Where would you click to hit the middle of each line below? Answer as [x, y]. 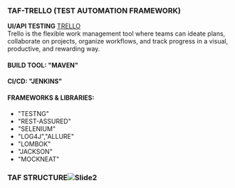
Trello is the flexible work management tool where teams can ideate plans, [116, 33]
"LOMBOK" [34, 144]
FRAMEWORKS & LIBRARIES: [51, 98]
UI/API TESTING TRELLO [44, 26]
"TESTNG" [33, 113]
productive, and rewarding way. [54, 49]
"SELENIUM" [36, 129]
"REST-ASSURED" [44, 121]
